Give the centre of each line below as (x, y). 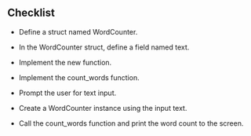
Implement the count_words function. (79, 77)
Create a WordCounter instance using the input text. (103, 108)
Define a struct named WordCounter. (78, 31)
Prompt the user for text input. (67, 93)
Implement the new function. (65, 62)
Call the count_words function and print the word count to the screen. (131, 123)
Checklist (31, 13)
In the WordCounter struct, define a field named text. (104, 47)
